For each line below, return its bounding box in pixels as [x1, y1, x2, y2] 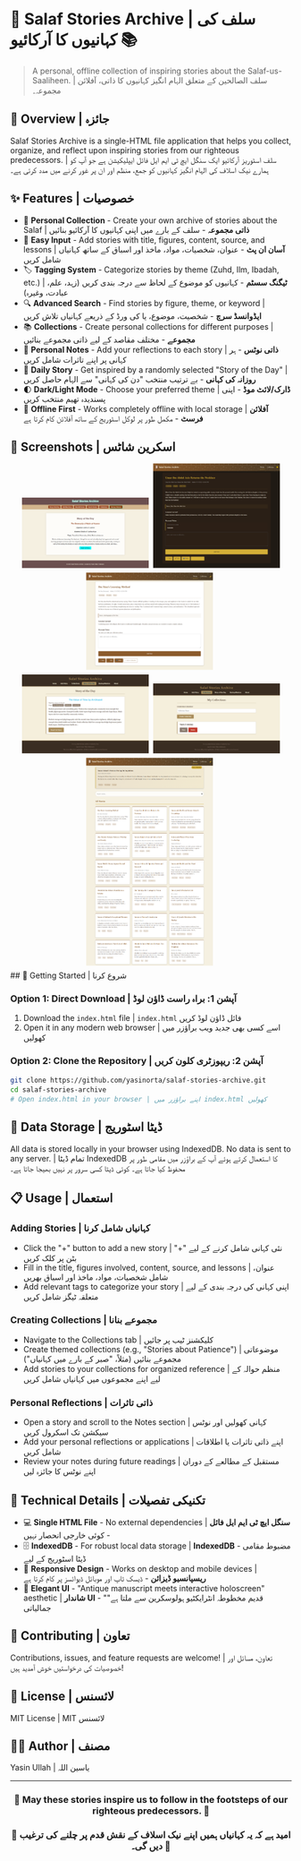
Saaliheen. [31, 74, 71, 85]
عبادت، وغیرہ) [22, 287, 69, 297]
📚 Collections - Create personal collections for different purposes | [22, 321, 274, 331]
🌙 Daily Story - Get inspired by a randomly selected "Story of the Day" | [22, 364, 288, 375]
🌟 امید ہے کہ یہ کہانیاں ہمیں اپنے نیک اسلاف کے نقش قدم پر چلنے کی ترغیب [11, 1829, 291, 1841]
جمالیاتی [22, 1602, 52, 1613]
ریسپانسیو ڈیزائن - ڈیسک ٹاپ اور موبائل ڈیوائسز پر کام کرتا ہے [22, 1573, 206, 1583]
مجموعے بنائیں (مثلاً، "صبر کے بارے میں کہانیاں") [22, 1353, 182, 1364]
